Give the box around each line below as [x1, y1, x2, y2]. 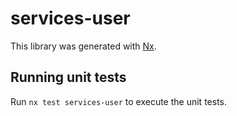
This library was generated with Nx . [10, 40, 157, 52]
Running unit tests [10, 69, 127, 86]
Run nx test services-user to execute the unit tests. [10, 95, 227, 107]
